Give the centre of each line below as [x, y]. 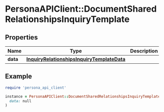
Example [19, 76]
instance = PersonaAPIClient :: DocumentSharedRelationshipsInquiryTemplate [83, 96]
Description [144, 51]
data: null [20, 101]
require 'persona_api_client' [36, 88]
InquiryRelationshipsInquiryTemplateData [76, 59]
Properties [21, 37]
